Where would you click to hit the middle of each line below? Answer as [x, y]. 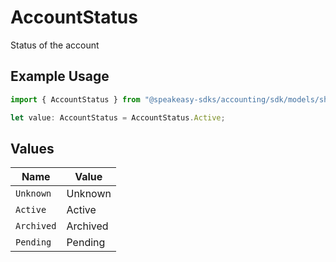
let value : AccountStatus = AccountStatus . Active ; [118, 117]
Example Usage [60, 76]
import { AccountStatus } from [75, 99]
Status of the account [55, 45]
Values [32, 148]
